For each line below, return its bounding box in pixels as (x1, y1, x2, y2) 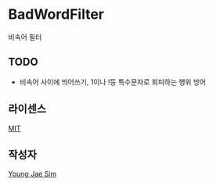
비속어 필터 (8, 32, 42, 41)
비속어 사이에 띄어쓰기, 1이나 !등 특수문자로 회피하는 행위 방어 (19, 77, 206, 87)
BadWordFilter (8, 5, 104, 23)
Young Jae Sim (8, 170, 57, 179)
